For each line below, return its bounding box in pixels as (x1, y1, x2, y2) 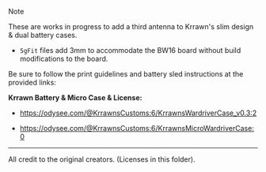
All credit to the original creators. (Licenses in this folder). (8, 155, 196, 164)
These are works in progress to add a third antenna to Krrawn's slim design (8, 22, 254, 31)
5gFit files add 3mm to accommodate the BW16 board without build (19, 46, 241, 54)
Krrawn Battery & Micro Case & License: (8, 93, 142, 102)
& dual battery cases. (8, 31, 78, 39)
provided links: (8, 78, 57, 87)
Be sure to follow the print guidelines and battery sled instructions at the (8, 69, 244, 78)
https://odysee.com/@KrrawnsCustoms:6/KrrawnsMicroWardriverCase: (19, 124, 255, 133)
